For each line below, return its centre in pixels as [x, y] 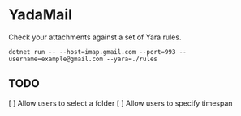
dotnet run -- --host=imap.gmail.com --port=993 [92, 52]
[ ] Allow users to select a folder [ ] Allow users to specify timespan [120, 103]
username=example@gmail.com [56, 59]
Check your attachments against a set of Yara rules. [95, 37]
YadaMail [41, 15]
